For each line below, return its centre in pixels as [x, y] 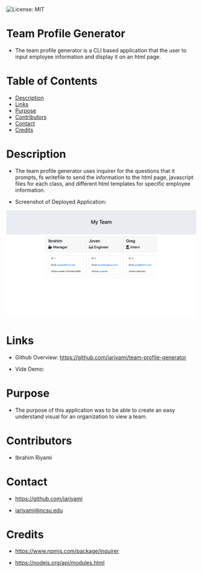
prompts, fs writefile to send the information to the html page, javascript [104, 177]
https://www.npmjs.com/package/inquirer [67, 551]
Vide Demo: [30, 369]
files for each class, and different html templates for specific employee [103, 183]
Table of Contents [52, 81]
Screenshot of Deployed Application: [61, 201]
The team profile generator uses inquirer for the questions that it [95, 171]
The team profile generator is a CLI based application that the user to [101, 50]
